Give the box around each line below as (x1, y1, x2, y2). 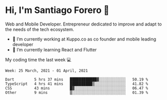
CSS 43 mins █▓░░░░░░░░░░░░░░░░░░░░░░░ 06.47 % (5, 85, 149, 90)
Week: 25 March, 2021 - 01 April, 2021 (5, 68, 88, 73)
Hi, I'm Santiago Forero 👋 (5, 4, 110, 16)
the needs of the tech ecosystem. (5, 26, 74, 32)
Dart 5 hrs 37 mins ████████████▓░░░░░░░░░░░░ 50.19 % (5, 77, 149, 82)
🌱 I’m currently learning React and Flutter (12, 46, 97, 52)
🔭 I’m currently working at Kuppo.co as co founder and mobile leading (12, 36, 157, 42)
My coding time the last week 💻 (5, 56, 71, 62)
